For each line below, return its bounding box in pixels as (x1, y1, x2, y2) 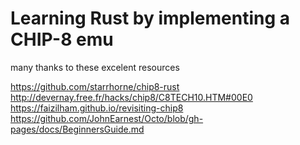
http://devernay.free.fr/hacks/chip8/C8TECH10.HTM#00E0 (10, 91, 253, 103)
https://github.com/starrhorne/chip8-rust (10, 80, 180, 92)
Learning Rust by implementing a (10, 7, 291, 30)
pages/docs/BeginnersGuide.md (10, 123, 145, 135)
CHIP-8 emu (10, 28, 114, 51)
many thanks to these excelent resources (10, 61, 180, 73)
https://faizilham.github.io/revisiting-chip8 (10, 102, 184, 114)
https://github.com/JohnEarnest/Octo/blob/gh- (10, 112, 204, 124)
